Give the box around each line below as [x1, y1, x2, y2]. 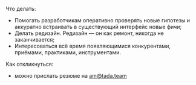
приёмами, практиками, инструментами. [14, 49, 122, 56]
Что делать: [5, 5, 36, 12]
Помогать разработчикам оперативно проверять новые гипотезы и [14, 17, 191, 24]
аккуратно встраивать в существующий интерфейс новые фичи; [14, 24, 182, 30]
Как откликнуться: [5, 60, 54, 68]
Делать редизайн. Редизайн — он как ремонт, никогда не [14, 30, 164, 37]
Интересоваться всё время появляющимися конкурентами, [14, 42, 171, 49]
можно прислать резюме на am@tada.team [14, 72, 127, 79]
